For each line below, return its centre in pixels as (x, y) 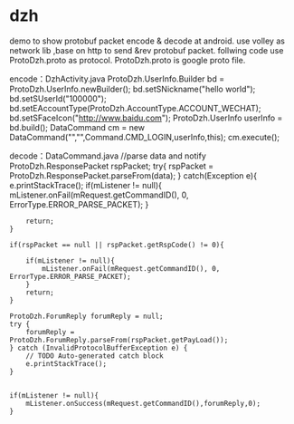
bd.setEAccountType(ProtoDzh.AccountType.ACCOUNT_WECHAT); (135, 108)
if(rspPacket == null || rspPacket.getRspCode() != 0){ (117, 245)
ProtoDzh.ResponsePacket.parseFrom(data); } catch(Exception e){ (133, 175)
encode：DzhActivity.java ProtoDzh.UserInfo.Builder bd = (117, 79)
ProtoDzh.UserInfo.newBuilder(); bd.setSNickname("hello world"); (133, 89)
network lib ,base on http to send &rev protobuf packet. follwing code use (147, 50)
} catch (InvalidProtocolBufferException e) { (99, 348)
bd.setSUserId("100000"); (58, 98)
